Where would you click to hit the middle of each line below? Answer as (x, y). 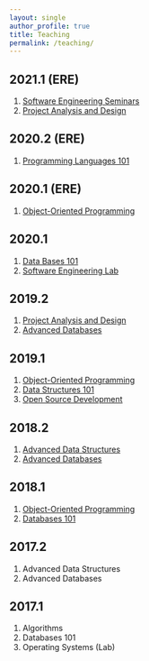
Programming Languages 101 (76, 161)
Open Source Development (72, 399)
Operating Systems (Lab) (69, 647)
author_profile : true (50, 26)
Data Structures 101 (58, 390)
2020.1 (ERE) (46, 189)
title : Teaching (39, 34)
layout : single (38, 18)
